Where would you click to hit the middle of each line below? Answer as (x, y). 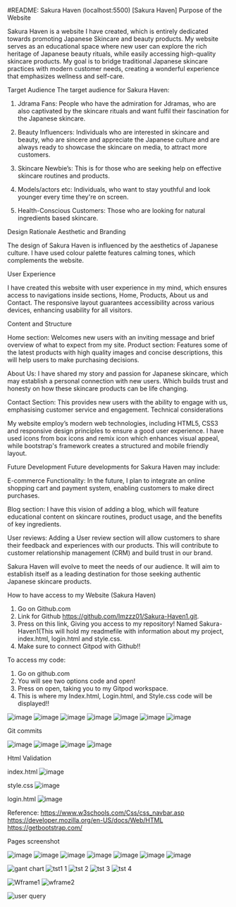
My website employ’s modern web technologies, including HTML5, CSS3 (113, 423)
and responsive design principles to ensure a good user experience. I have (116, 431)
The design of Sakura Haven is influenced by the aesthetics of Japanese (113, 245)
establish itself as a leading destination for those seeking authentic (104, 574)
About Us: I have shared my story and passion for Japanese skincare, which (118, 374)
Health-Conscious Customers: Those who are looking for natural (111, 210)
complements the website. (46, 260)
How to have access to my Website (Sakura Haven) (82, 595)
